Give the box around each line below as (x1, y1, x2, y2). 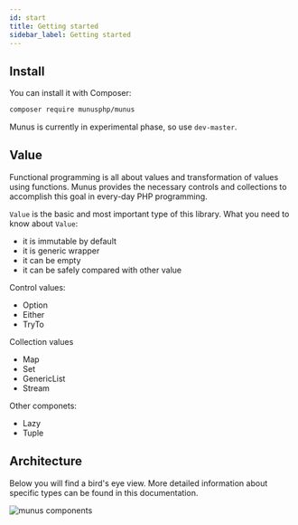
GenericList (22, 373, 66, 384)
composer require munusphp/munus (9, 105, 135, 114)
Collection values (9, 336, 74, 347)
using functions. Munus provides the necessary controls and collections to (9, 181, 287, 192)
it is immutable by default (22, 235, 117, 246)
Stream (22, 382, 50, 394)
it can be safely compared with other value (22, 264, 182, 275)
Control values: (9, 282, 66, 292)
